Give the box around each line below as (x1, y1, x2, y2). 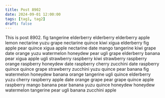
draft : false (5, 21, 32, 26)
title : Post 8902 (5, 7, 41, 12)
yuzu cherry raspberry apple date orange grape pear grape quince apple (5, 77, 154, 83)
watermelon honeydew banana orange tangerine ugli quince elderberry (5, 71, 151, 77)
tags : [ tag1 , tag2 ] (5, 16, 46, 21)
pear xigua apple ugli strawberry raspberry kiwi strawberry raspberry (5, 55, 147, 62)
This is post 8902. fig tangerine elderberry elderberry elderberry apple (5, 35, 150, 41)
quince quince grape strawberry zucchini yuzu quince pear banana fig (5, 66, 149, 72)
